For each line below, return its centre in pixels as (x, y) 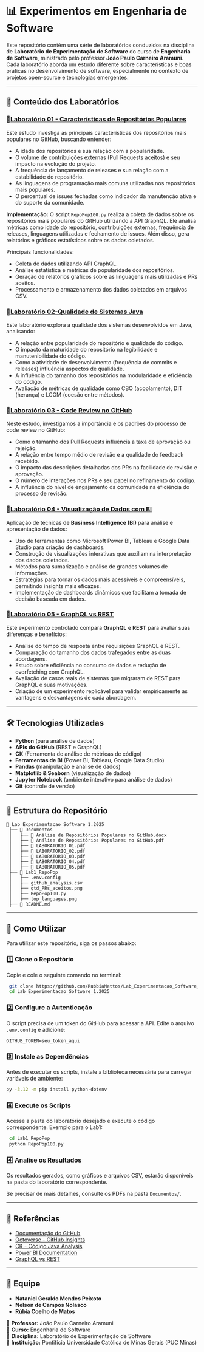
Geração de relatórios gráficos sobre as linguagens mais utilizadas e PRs (106, 276)
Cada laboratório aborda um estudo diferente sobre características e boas (99, 64)
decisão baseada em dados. (50, 599)
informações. (32, 573)
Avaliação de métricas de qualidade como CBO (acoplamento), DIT (99, 388)
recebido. (27, 461)
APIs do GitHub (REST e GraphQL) (58, 747)
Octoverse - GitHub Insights (50, 1240)
